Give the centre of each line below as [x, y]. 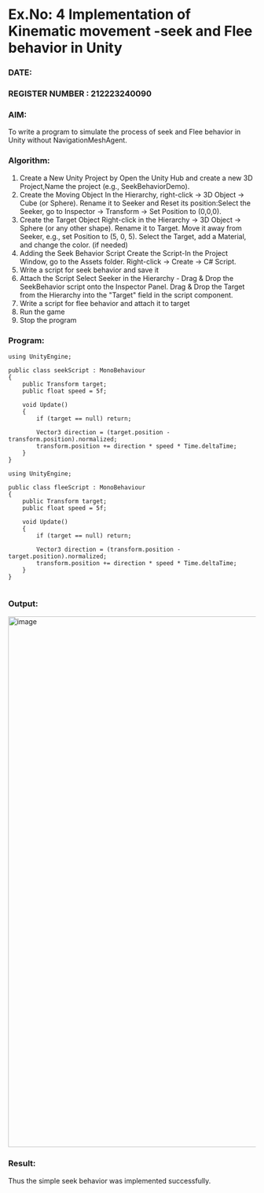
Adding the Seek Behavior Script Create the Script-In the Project [124, 253]
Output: [23, 604]
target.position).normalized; [58, 556]
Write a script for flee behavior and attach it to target [104, 303]
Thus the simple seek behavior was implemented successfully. [110, 1180]
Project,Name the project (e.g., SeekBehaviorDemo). [104, 186]
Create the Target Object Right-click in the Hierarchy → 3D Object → [130, 220]
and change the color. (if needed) [73, 245]
